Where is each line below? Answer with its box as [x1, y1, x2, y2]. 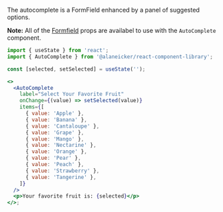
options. [7, 13, 31, 21]
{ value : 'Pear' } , [25, 154, 81, 162]
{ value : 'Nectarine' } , [25, 142, 97, 149]
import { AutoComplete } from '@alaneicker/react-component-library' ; [7, 53, 213, 60]
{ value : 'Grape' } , [25, 129, 84, 136]
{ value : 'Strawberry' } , [25, 167, 99, 174]
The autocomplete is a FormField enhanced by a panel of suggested [7, 6, 200, 14]
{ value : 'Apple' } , [25, 110, 84, 117]
